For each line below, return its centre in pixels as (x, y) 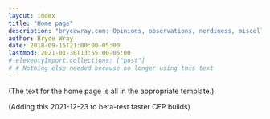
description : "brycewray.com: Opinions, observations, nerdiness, (122, 31)
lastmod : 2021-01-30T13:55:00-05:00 (70, 53)
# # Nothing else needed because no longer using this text (111, 68)
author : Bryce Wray (41, 38)
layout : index (32, 16)
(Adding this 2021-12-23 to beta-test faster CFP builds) (100, 106)
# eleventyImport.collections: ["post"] (77, 61)
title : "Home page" (41, 23)
